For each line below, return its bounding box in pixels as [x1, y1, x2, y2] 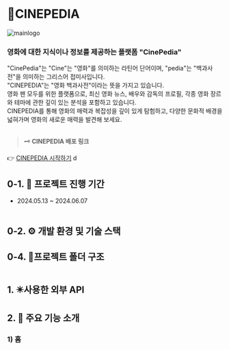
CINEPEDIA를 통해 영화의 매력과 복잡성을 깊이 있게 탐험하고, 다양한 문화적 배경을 [7, 107, 223, 115]
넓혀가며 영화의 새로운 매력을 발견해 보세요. [7, 116, 122, 124]
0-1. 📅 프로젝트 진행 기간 [7, 178, 105, 190]
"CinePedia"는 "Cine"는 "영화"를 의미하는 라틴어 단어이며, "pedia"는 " [7, 64, 197, 73]
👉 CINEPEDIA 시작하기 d [7, 154, 77, 162]
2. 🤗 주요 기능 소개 [7, 312, 80, 324]
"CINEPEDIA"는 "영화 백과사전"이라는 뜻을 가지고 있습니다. [7, 82, 165, 90]
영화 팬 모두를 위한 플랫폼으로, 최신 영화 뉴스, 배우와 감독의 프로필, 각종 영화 [7, 90, 209, 98]
